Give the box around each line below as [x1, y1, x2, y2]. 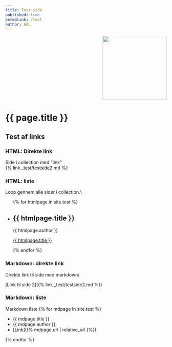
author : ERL [5, 21, 31, 27]
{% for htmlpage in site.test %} [12, 199, 78, 205]
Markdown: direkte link [5, 260, 64, 267]
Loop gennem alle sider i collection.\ [5, 189, 82, 195]
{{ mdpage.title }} [12, 315, 50, 322]
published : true [5, 12, 40, 17]
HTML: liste [5, 177, 35, 184]
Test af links [5, 132, 45, 141]
